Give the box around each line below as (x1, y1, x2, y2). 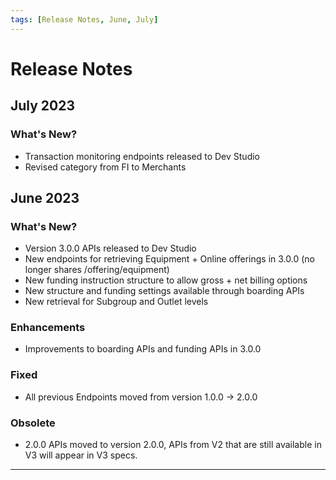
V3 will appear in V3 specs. (24, 449, 138, 461)
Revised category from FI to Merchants (24, 161, 187, 173)
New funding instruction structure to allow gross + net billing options (24, 274, 308, 286)
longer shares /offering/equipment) (24, 264, 170, 276)
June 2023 (10, 189, 80, 206)
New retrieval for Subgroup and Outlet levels (24, 296, 209, 308)
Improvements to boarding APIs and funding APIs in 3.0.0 (24, 343, 262, 355)
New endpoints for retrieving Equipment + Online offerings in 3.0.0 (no (24, 253, 315, 265)
